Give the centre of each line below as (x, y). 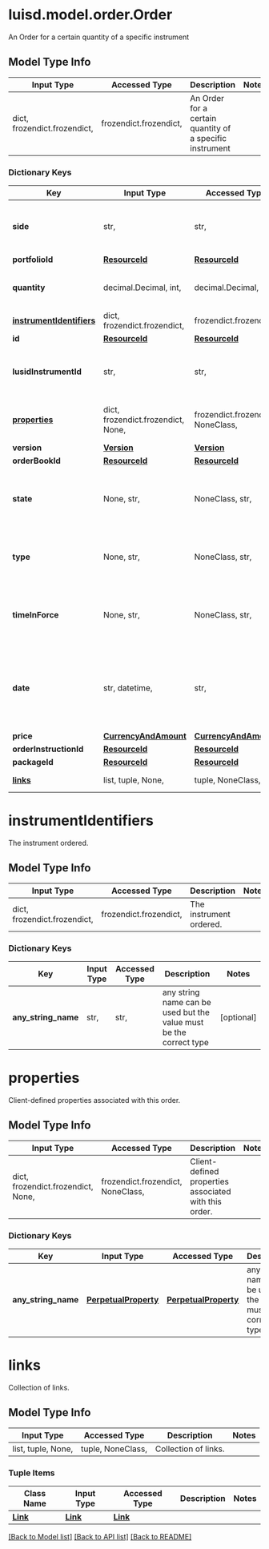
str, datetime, (128, 688)
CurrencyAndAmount (145, 736)
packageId (33, 762)
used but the (186, 1012)
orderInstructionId (48, 749)
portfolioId (33, 260)
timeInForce (36, 615)
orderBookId (37, 461)
